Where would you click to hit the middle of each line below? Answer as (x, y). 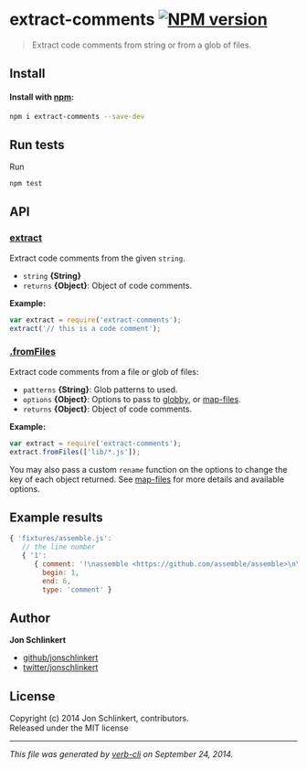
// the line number (58, 547)
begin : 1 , (61, 572)
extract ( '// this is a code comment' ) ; (85, 328)
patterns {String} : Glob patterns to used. (100, 390)
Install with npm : (42, 97)
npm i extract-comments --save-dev (77, 116)
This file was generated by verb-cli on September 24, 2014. (122, 754)
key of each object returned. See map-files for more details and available (147, 479)
